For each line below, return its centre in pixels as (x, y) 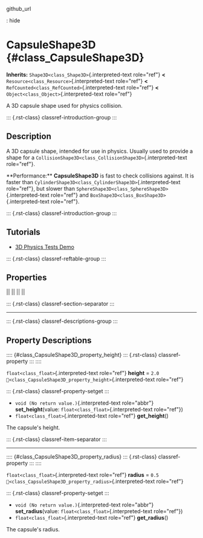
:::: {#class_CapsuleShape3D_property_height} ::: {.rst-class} (82, 355)
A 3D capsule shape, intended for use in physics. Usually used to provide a (100, 151)
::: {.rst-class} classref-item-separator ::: (56, 439)
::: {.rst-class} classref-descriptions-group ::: (62, 321)
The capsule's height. (33, 428)
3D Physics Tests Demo (44, 247)
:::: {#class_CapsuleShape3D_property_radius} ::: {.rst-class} (82, 457)
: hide (13, 20)
